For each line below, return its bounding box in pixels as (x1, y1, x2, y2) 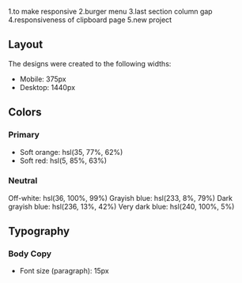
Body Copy (8, 248, 52, 259)
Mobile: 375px (19, 74, 66, 84)
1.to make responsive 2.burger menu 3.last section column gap (8, 7, 213, 16)
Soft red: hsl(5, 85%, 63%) (19, 156, 108, 165)
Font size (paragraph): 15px (19, 266, 109, 276)
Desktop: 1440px (19, 82, 76, 92)
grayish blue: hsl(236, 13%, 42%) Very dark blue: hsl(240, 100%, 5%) (8, 202, 235, 211)
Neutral (8, 175, 38, 187)
